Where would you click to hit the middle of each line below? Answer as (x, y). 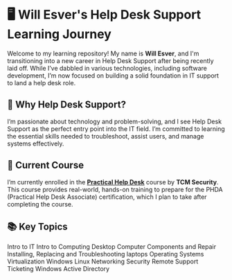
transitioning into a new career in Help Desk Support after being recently (110, 60)
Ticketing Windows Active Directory (58, 269)
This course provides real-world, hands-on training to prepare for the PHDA (115, 189)
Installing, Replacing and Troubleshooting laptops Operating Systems (106, 254)
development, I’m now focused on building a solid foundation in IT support (113, 76)
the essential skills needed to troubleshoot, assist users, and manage (106, 136)
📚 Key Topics (37, 226)
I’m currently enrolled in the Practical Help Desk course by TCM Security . (113, 182)
